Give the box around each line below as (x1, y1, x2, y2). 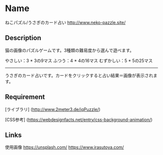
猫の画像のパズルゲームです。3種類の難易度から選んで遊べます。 (5, 47, 134, 53)
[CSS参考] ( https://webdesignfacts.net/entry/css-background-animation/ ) (5, 117, 153, 123)
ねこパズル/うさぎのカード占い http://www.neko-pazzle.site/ (5, 19, 126, 25)
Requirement (5, 93, 45, 101)
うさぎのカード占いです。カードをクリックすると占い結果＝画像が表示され (5, 72, 154, 78)
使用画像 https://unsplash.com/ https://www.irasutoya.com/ (5, 144, 124, 150)
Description (5, 34, 41, 42)
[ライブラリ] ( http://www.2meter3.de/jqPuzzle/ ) (5, 106, 101, 112)
